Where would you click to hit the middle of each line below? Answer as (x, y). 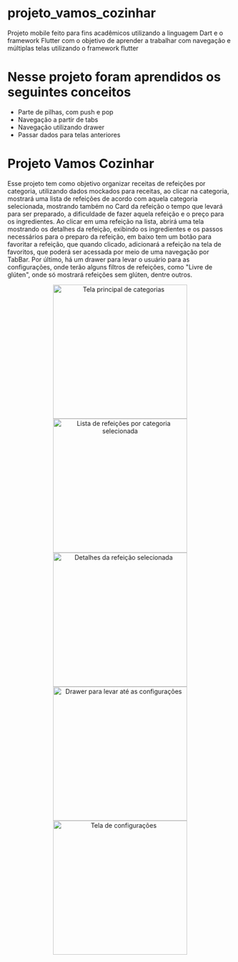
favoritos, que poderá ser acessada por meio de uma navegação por (108, 252)
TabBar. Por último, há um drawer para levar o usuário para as (99, 259)
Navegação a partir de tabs (58, 119)
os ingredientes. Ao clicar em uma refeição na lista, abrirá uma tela (106, 221)
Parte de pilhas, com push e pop (65, 111)
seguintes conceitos (69, 93)
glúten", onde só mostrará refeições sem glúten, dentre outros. (100, 274)
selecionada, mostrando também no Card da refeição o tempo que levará (115, 206)
